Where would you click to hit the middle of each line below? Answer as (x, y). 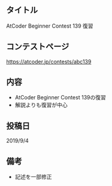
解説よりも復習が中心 (41, 105)
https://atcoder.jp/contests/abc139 (49, 61)
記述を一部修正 (33, 177)
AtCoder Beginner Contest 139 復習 (50, 26)
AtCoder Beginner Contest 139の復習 (60, 98)
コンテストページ (38, 47)
